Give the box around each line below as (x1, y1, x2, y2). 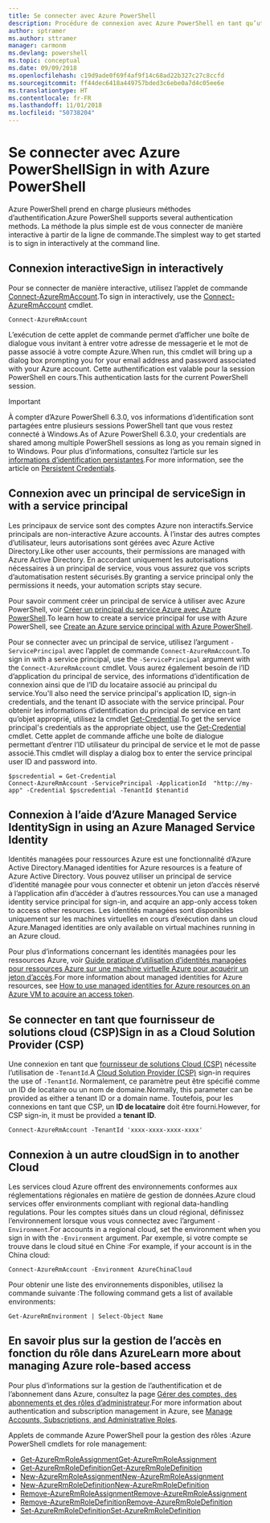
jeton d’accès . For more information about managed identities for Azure (8, 972, 243, 982)
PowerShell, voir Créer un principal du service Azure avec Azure (8, 604, 221, 614)
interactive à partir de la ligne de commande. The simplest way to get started (8, 230, 261, 240)
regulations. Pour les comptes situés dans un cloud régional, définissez (8, 1207, 244, 1217)
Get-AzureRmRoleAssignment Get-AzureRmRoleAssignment (19, 1454, 217, 1464)
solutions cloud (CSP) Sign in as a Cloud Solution (8, 1026, 256, 1039)
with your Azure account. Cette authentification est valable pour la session (8, 363, 256, 374)
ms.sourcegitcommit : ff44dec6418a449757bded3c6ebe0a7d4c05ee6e (8, 79, 225, 87)
